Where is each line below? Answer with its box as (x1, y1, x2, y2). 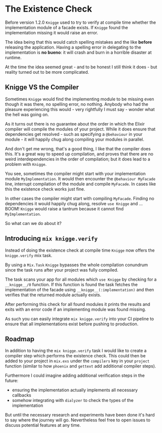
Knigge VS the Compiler (5, 83, 79, 92)
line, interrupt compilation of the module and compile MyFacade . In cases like (5, 181, 156, 187)
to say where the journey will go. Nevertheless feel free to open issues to (5, 417, 151, 423)
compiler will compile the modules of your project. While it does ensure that (5, 126, 156, 132)
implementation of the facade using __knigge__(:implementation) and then (5, 287, 154, 292)
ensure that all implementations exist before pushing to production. (5, 321, 139, 327)
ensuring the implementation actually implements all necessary (12, 387, 138, 393)
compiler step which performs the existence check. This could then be (5, 353, 146, 359)
